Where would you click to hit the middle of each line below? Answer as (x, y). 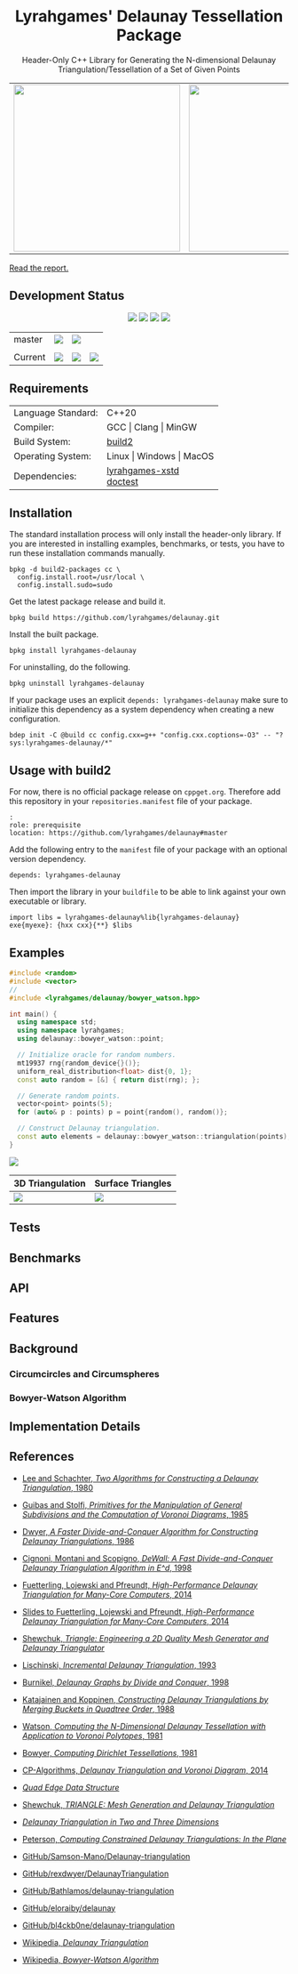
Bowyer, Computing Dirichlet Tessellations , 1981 (110, 1752)
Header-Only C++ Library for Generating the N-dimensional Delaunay (149, 60)
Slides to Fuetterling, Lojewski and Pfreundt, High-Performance (138, 1611)
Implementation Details (75, 1426)
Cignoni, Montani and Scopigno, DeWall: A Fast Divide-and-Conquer (147, 1558)
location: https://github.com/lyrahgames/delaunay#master (118, 834)
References (42, 1457)
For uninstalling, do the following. (70, 667)
